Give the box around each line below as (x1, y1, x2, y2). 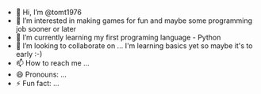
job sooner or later (15, 24, 77, 33)
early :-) (15, 50, 43, 58)
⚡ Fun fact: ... (15, 79, 59, 88)
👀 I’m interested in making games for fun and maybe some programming (15, 16, 252, 25)
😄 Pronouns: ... (15, 70, 67, 79)
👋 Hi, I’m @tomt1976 (15, 8, 82, 17)
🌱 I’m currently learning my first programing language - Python (15, 32, 221, 42)
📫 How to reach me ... (15, 58, 90, 67)
